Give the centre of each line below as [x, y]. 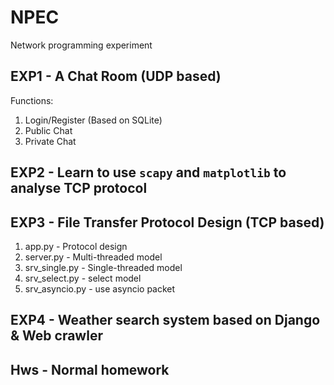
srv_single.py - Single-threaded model [103, 267]
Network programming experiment [81, 45]
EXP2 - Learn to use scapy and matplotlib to [148, 172]
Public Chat [48, 130]
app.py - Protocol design [76, 246]
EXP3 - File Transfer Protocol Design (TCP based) [167, 222]
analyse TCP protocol [79, 188]
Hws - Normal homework [90, 369]
